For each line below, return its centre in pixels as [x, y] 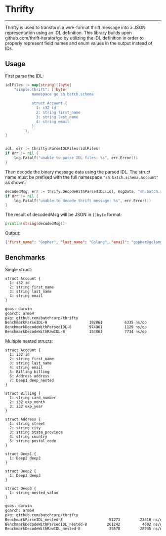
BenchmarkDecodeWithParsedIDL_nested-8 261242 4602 [78, 524]
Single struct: [19, 269]
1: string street [27, 424]
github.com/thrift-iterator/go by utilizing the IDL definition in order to [75, 38]
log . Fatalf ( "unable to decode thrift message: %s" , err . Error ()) [83, 201]
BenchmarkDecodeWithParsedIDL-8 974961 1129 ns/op [76, 327]
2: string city [25, 428]
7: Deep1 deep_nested [32, 381]
